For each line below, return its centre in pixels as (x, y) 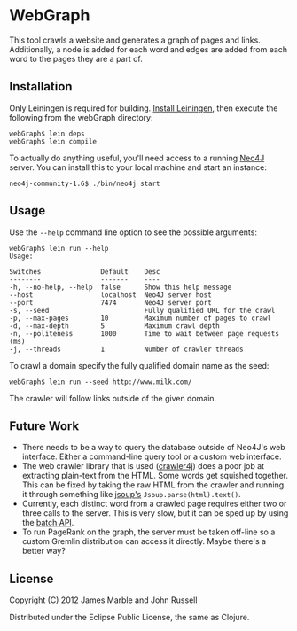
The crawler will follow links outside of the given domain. (113, 398)
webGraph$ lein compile (53, 141)
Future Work (44, 426)
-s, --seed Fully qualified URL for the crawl (142, 310)
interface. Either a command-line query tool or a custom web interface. (152, 456)
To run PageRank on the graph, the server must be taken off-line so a (148, 532)
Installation (41, 86)
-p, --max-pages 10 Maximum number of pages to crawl (141, 318)
